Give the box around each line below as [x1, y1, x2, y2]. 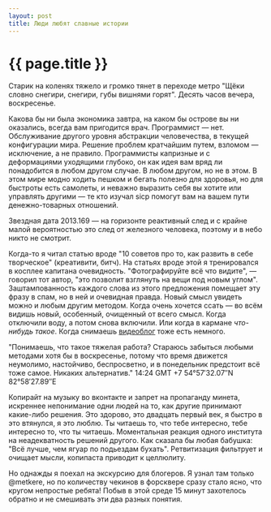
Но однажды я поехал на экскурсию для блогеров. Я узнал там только [8, 468, 254, 479]
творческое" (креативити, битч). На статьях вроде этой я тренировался [8, 257, 259, 268]
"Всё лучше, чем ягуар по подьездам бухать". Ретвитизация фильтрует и [8, 444, 263, 454]
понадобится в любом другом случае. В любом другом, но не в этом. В [8, 166, 258, 175]
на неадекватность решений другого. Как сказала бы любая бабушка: [8, 436, 253, 445]
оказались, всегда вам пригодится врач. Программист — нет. [8, 123, 225, 132]
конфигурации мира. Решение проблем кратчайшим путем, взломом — [8, 140, 259, 150]
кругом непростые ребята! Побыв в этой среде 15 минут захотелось [8, 486, 247, 496]
